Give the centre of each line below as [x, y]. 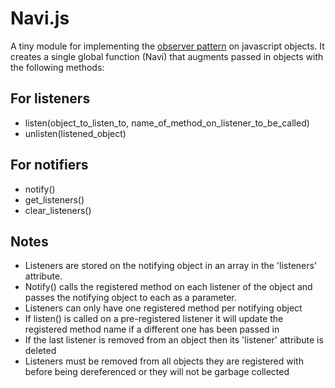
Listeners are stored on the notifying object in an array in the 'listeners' [171, 266]
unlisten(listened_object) [75, 133]
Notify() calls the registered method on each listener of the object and [168, 287]
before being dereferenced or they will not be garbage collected [157, 372]
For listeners [50, 98]
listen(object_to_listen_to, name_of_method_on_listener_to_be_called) [167, 123]
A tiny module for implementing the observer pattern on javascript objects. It [167, 46]
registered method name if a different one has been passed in [152, 329]
